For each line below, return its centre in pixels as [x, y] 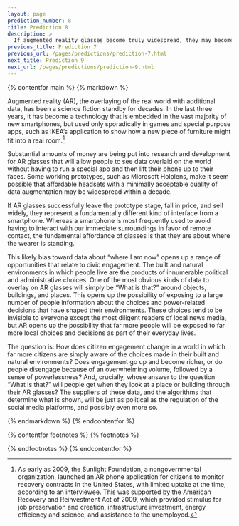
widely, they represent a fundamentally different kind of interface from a [113, 213]
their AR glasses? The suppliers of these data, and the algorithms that [110, 392]
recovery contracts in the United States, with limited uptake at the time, [122, 485]
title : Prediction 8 [38, 27]
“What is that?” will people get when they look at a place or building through [118, 385]
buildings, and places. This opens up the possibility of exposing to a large [115, 295]
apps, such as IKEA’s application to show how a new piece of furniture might [119, 131]
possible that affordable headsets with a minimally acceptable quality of [113, 184]
